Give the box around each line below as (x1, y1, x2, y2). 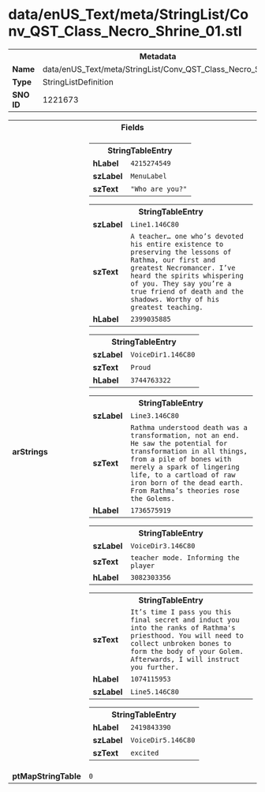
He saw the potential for (129, 439, 228, 447)
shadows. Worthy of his (129, 294, 220, 304)
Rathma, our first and (129, 255, 215, 264)
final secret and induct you (129, 615, 240, 624)
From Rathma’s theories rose (129, 486, 240, 495)
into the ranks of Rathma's (129, 623, 236, 632)
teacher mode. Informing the (129, 553, 240, 562)
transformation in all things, (129, 446, 248, 455)
